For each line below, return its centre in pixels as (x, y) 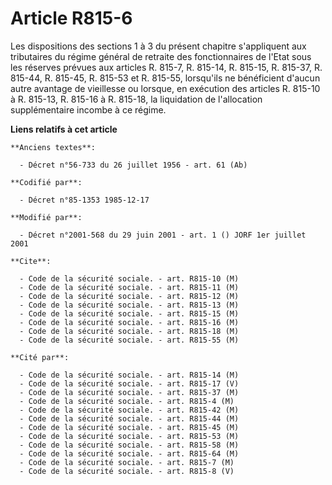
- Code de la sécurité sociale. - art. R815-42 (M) (129, 410)
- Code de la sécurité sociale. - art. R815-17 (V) (129, 383)
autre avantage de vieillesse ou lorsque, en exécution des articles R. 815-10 (165, 88)
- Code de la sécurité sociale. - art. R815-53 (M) (129, 436)
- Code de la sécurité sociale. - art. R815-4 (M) (127, 401)
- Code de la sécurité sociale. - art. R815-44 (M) (129, 418)
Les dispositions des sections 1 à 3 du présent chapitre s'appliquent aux (158, 46)
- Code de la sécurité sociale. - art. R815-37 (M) (129, 392)
